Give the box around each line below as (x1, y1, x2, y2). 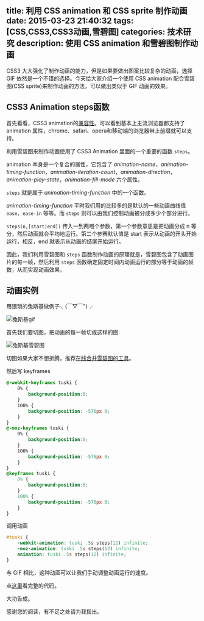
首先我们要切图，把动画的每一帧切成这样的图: (6, 329, 121, 336)
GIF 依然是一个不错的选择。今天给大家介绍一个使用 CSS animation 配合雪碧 (6, 74, 195, 82)
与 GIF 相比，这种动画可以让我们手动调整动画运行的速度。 (6, 568, 152, 576)
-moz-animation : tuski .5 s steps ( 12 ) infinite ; (17, 546, 140, 552)
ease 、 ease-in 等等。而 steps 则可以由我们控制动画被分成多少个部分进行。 (6, 209, 194, 217)
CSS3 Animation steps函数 (6, 102, 110, 112)
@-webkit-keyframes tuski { (6, 380, 78, 386)
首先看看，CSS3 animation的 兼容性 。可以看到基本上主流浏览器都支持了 (6, 119, 186, 126)
